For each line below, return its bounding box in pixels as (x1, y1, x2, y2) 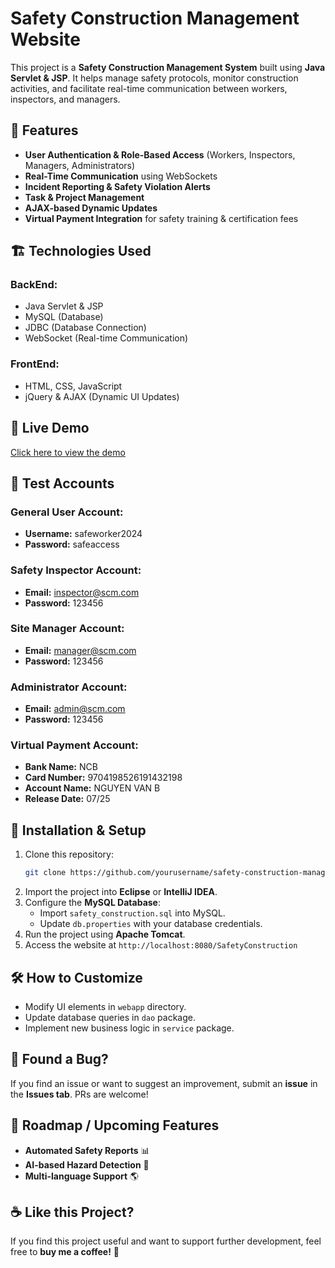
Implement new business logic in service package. (24, 1022, 235, 1034)
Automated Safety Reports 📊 (24, 1144, 150, 1156)
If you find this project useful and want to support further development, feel (10, 1235, 322, 1247)
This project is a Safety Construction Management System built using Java (10, 61, 326, 73)
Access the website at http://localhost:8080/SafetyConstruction (24, 939, 298, 951)
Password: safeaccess (24, 538, 120, 551)
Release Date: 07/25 (24, 793, 111, 805)
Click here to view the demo (10, 446, 126, 458)
